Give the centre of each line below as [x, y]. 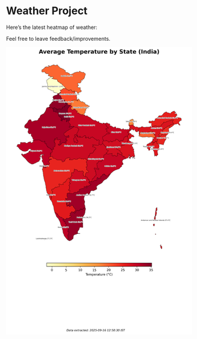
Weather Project [47, 11]
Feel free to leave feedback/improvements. [58, 38]
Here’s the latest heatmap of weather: [52, 27]
